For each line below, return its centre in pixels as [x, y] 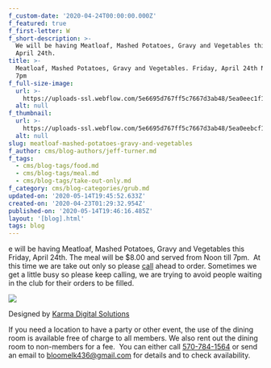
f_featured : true [38, 23]
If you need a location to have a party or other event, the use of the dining [131, 330]
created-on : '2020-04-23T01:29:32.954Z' [77, 203]
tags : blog [27, 226]
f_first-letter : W [39, 31]
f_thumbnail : [30, 114]
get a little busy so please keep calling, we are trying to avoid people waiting [135, 274]
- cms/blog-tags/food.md [57, 166]
